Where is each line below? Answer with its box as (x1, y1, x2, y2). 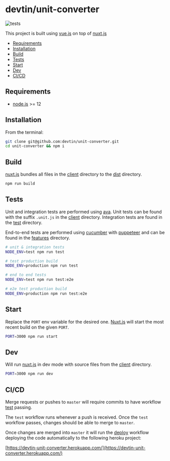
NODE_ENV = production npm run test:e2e (5, 291, 87, 296)
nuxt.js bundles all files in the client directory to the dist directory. (5, 171, 142, 178)
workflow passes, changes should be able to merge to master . (5, 420, 135, 425)
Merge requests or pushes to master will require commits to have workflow (5, 399, 161, 405)
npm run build (5, 181, 36, 186)
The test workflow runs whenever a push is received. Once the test (5, 414, 148, 420)
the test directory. (5, 219, 43, 225)
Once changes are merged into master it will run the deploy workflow (5, 429, 149, 436)
